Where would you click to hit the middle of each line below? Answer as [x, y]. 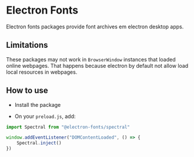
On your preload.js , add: [45, 116]
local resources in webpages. [42, 72]
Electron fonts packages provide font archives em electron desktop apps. [95, 27]
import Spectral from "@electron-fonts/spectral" [68, 127]
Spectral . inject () [39, 143]
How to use [27, 91]
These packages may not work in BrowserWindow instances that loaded [91, 59]
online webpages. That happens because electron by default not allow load [97, 66]
